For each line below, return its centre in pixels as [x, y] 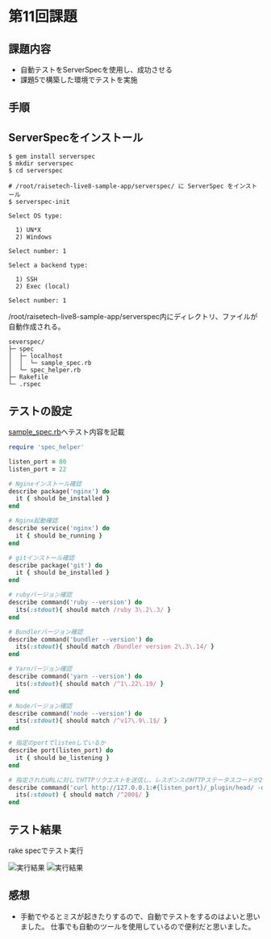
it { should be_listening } [63, 758]
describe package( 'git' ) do [56, 565]
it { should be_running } [59, 536]
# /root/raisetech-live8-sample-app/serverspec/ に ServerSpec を [121, 186]
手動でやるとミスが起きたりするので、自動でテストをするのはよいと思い [140, 916]
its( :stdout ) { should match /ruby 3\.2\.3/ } [94, 609]
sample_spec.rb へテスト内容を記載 [67, 432]
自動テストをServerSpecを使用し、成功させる [96, 70]
